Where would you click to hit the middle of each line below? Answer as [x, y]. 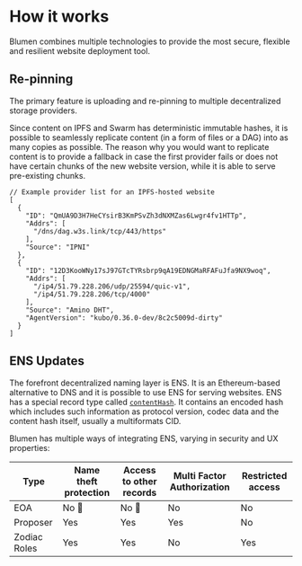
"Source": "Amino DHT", [70, 310]
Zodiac [28, 536]
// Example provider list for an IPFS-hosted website [112, 192]
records [140, 492]
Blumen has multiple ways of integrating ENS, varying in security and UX [144, 438]
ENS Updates [47, 361]
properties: [30, 447]
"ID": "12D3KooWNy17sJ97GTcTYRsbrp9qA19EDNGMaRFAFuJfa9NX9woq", [148, 270]
